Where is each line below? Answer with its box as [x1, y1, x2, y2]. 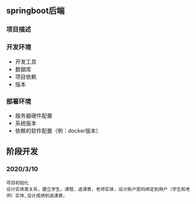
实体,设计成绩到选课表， [14, 193, 68, 199]
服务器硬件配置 [14, 112, 52, 119]
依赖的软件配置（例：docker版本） [14, 127, 101, 134]
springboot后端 [6, 5, 65, 16]
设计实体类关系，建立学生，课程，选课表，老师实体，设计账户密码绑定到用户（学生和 [6, 186, 186, 192]
